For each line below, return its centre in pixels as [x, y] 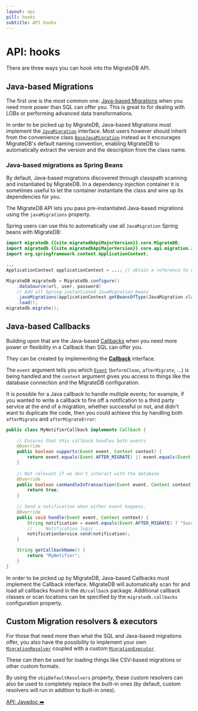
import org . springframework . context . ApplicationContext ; [77, 254]
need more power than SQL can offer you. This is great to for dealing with [95, 107]
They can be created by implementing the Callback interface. [81, 358]
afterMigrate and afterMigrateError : [51, 419]
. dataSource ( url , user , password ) [59, 286]
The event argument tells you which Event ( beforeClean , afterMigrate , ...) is [98, 370]
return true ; [43, 490]
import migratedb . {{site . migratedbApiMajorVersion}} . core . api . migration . [99, 248]
